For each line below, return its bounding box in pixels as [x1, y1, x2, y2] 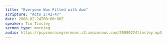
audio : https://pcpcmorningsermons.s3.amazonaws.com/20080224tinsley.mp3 [5, 30, 162, 35]
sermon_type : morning [5, 26, 50, 31]
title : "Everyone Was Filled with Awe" [5, 7, 88, 12]
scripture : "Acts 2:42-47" [5, 12, 61, 17]
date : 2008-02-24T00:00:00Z [5, 16, 64, 21]
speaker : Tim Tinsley [5, 21, 50, 26]
